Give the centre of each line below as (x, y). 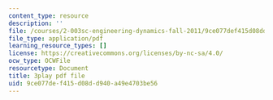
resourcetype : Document (49, 69)
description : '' (36, 23)
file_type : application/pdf (56, 38)
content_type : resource (49, 16)
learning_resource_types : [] (58, 46)
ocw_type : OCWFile (39, 61)
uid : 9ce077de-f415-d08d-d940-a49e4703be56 (83, 83)
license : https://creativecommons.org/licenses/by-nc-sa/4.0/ (116, 53)
